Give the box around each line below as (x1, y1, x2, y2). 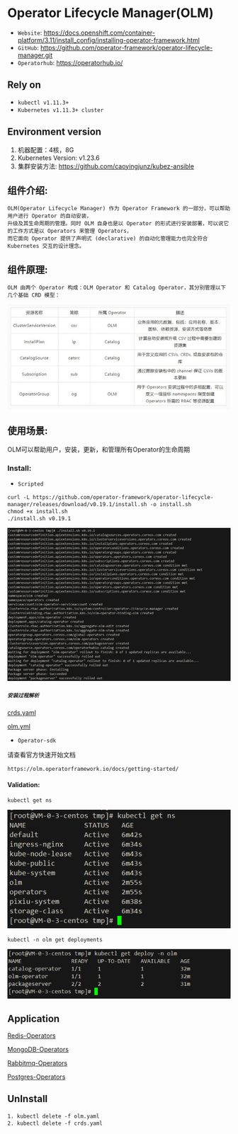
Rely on (7, 79, 41, 91)
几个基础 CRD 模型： (7, 292, 61, 299)
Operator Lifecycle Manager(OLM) (7, 5, 214, 21)
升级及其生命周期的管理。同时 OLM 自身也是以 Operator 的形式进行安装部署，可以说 (7, 220, 224, 227)
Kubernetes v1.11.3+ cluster (17, 106, 104, 114)
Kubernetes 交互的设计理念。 (7, 243, 85, 250)
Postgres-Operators (7, 1072, 66, 1081)
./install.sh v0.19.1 (7, 515, 72, 522)
